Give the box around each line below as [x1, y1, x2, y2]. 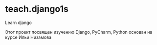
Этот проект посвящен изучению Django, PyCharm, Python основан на [5, 29, 153, 35]
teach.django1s [5, 3, 69, 15]
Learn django [5, 20, 32, 25]
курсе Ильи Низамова [5, 34, 52, 40]
